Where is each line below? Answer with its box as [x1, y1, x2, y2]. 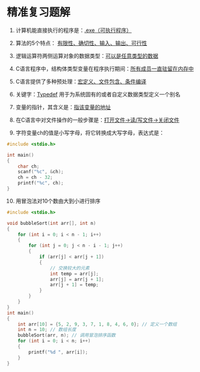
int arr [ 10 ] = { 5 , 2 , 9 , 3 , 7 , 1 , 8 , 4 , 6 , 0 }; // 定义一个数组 [17, 321, 177, 327]
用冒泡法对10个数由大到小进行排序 [15, 197, 101, 204]
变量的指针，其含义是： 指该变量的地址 [15, 103, 111, 110]
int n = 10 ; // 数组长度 [17, 327, 77, 333]
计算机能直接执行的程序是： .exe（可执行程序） [15, 27, 132, 34]
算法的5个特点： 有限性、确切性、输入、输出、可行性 [15, 39, 148, 46]
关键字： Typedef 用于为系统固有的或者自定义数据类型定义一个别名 [15, 90, 181, 98]
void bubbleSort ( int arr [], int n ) [7, 220, 96, 226]
